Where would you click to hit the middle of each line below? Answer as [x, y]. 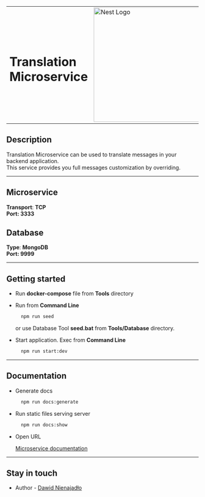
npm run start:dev [44, 351]
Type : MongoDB [27, 247]
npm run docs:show [44, 425]
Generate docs [34, 391]
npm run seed [38, 317]
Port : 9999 [20, 254]
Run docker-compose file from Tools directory [74, 294]
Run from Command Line [47, 305]
